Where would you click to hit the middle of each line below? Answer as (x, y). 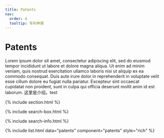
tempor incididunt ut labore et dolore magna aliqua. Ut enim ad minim (75, 66)
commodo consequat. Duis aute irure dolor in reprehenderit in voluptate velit (82, 77)
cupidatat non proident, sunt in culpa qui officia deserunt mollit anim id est (80, 87)
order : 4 (18, 19)
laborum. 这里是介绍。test (31, 93)
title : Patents (21, 10)
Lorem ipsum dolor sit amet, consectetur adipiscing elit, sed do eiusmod (78, 61)
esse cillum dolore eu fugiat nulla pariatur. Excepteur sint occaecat (72, 81)
